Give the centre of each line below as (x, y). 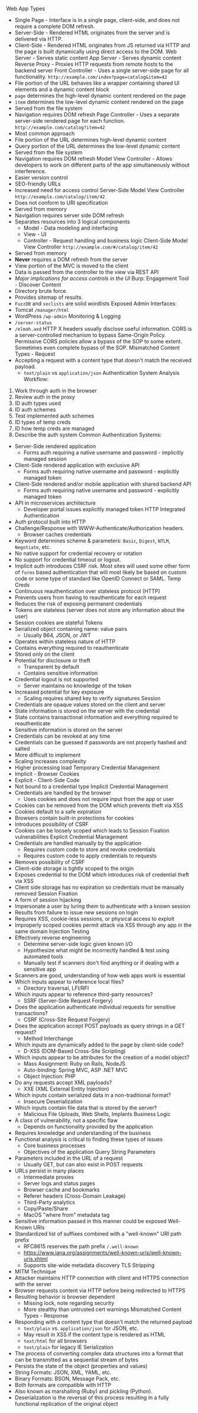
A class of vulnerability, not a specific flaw (66, 1120)
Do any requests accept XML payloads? (63, 1082)
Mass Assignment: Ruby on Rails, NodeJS (74, 1063)
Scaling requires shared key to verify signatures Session (92, 698)
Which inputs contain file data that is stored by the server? (86, 1108)
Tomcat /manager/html (42, 310)
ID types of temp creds (43, 422)
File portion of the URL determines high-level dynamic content (90, 140)
